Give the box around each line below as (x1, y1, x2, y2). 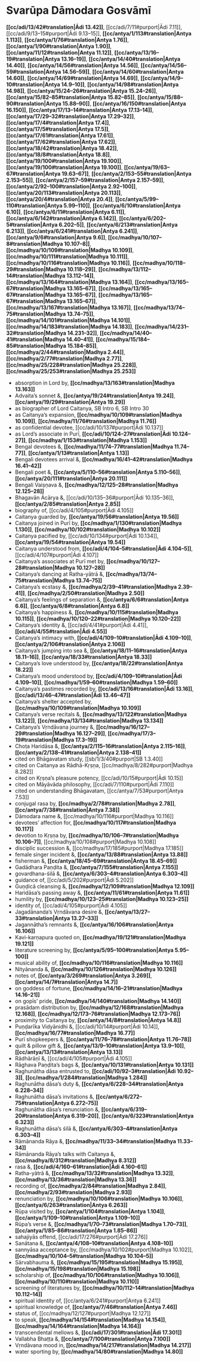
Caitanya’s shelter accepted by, (14, 698, 93, 705)
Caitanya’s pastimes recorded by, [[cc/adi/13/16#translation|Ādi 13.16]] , (14, 685, 194, 692)
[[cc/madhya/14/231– (134, 323, 189, 330)
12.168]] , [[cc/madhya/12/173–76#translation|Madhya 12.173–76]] (14, 1010, 181, 1017)
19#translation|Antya (6, 55, 60, 62)
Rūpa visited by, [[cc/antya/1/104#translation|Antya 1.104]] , (14, 1207, 166, 1215)
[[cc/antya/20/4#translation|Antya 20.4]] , (6, 196, 115, 203)
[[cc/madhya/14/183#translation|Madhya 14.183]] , (6, 323, 134, 330)
